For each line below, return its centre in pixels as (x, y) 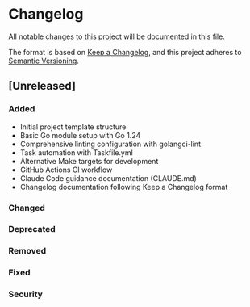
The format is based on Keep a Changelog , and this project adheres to (125, 52)
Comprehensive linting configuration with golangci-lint (110, 144)
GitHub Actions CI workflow (66, 170)
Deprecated (32, 229)
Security (25, 294)
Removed (27, 251)
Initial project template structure (73, 127)
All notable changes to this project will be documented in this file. (117, 36)
